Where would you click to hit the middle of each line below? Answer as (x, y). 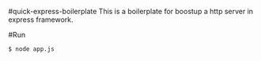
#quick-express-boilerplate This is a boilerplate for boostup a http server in (131, 11)
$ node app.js (32, 49)
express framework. (41, 20)
